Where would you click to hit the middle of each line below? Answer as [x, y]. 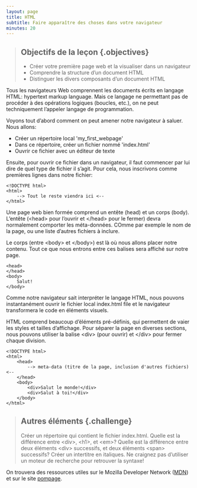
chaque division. [26, 341]
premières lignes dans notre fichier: [49, 175]
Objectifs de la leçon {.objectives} [85, 52]
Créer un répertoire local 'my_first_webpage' [69, 138]
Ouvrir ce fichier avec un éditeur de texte [65, 151]
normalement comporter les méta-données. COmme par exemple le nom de [98, 225]
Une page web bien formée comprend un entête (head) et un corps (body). [98, 212]
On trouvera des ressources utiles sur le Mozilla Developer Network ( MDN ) [97, 472]
